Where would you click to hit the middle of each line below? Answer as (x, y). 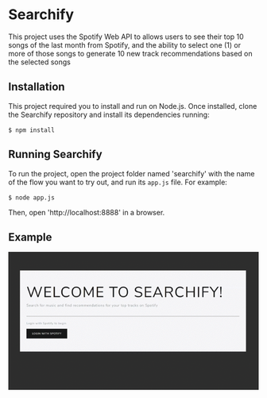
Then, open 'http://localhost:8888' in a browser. (87, 212)
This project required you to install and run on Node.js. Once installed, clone (133, 106)
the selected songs (40, 62)
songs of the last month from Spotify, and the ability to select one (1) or (125, 44)
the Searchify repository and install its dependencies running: (109, 114)
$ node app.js (32, 197)
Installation (37, 87)
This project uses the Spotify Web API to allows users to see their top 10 (126, 37)
